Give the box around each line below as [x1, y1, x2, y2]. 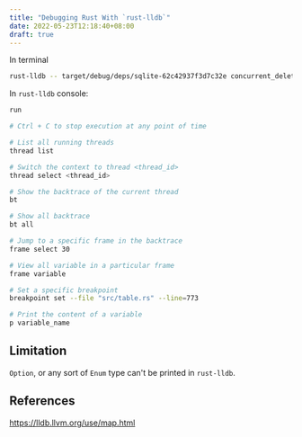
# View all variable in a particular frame [9, 261, 175, 270]
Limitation [9, 343, 67, 359]
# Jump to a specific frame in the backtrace [9, 236, 182, 245]
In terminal [9, 55, 49, 66]
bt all [9, 220, 34, 229]
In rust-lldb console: [9, 88, 89, 99]
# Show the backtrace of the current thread [9, 187, 179, 196]
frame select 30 [9, 245, 70, 254]
